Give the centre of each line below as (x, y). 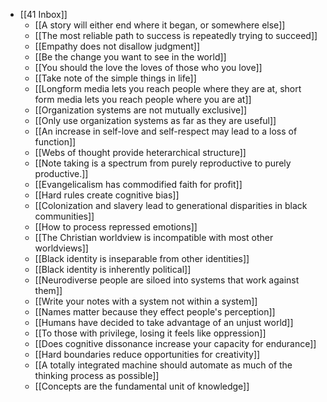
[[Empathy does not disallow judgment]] (117, 46)
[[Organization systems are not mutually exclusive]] (141, 110)
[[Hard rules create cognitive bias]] (107, 195)
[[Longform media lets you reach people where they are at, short (168, 88)
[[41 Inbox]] (43, 14)
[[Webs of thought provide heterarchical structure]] (140, 152)
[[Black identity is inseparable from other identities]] (142, 258)
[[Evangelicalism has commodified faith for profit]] (138, 184)
